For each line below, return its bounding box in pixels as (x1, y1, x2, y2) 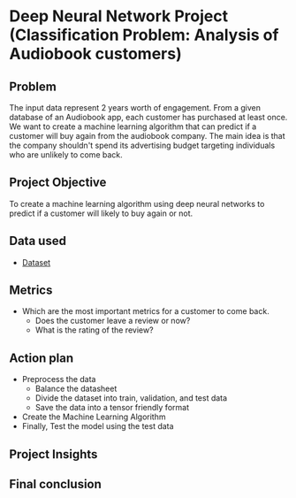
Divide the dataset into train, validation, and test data (34, 393, 228, 403)
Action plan (9, 350, 74, 365)
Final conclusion (9, 477, 102, 492)
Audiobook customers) (9, 44, 183, 64)
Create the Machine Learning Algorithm (21, 411, 166, 422)
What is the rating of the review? (34, 325, 154, 335)
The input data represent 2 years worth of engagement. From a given (9, 103, 262, 112)
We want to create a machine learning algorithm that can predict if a (9, 121, 257, 132)
